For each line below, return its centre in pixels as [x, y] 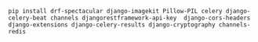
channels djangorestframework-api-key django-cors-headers [150, 18]
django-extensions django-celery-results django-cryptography [112, 25]
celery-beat [27, 18]
